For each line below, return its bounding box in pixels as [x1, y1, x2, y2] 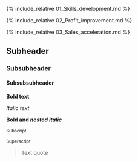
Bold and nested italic [6, 116, 62, 123]
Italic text [6, 104, 30, 111]
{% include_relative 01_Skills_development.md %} [6, 5, 130, 12]
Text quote [21, 149, 48, 156]
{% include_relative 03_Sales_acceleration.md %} [6, 28, 130, 36]
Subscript [6, 128, 27, 134]
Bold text [6, 92, 30, 100]
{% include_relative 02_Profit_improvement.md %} [6, 17, 133, 24]
